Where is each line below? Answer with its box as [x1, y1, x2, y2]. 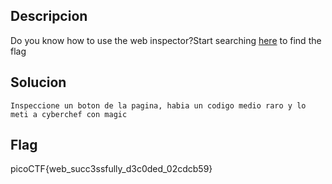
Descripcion [10, 8, 88, 25]
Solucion [10, 74, 67, 91]
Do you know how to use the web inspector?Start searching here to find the [10, 34, 322, 46]
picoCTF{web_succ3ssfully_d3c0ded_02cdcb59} [10, 163, 213, 175]
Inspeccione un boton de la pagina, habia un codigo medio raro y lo [10, 100, 307, 111]
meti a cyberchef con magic [10, 109, 128, 119]
